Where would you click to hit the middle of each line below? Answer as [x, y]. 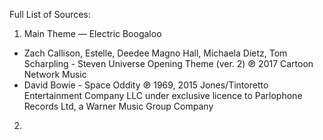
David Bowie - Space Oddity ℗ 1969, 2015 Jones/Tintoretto [146, 85]
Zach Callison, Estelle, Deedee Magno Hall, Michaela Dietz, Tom [155, 53]
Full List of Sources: [50, 14]
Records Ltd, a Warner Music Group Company [118, 106]
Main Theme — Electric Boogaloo [92, 33]
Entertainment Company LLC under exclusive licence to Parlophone [163, 95]
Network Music [55, 74]
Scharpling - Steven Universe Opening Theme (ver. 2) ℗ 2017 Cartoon [168, 63]
